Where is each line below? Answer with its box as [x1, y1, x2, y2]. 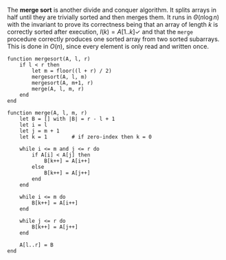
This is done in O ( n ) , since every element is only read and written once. [7, 43, 210, 50]
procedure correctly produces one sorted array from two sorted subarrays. [7, 35, 220, 43]
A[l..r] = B [19, 241, 54, 248]
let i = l [19, 121, 48, 128]
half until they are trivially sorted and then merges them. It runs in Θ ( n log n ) [7, 13, 220, 21]
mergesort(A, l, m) [32, 73, 88, 80]
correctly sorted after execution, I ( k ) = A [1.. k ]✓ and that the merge [7, 27, 194, 36]
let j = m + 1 [19, 128, 60, 134]
